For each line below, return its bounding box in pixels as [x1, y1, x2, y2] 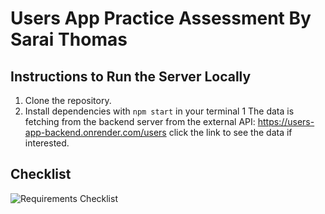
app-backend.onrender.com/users [24, 127, 167, 138]
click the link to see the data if [168, 127, 293, 138]
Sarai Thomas [10, 28, 128, 51]
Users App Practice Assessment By [10, 7, 312, 30]
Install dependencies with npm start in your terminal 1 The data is [24, 105, 295, 117]
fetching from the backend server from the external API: [24, 116, 256, 127]
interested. [24, 137, 70, 149]
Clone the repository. [24, 95, 112, 106]
